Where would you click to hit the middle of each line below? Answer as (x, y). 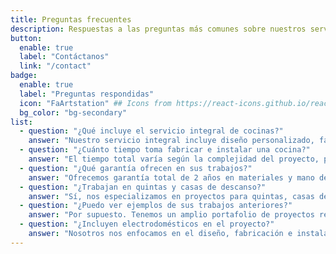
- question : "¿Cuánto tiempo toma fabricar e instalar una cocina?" (165, 150)
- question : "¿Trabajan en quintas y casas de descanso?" (143, 187)
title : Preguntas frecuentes (71, 19)
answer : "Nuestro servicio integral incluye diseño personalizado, (171, 141)
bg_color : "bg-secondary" (73, 112)
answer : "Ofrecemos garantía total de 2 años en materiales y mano (171, 177)
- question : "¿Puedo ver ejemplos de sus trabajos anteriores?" (156, 206)
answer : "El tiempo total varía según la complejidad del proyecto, (174, 159)
